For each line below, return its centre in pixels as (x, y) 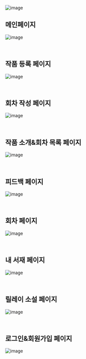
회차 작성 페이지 (28, 103)
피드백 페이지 (24, 182)
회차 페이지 (21, 221)
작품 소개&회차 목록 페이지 (43, 143)
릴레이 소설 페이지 (31, 299)
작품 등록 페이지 (28, 64)
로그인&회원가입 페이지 (39, 339)
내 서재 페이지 (25, 260)
